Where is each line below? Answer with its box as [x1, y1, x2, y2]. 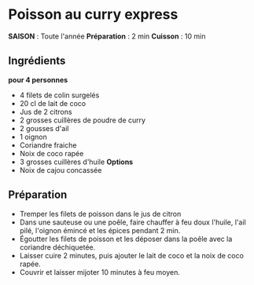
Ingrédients [8, 54, 66, 68]
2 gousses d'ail [19, 123, 69, 133]
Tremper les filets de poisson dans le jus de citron [19, 209, 182, 218]
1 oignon [19, 132, 47, 141]
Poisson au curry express [8, 5, 179, 24]
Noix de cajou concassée [19, 165, 102, 174]
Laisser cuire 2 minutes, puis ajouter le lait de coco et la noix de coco [19, 250, 244, 260]
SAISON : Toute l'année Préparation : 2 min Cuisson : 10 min [8, 31, 206, 41]
